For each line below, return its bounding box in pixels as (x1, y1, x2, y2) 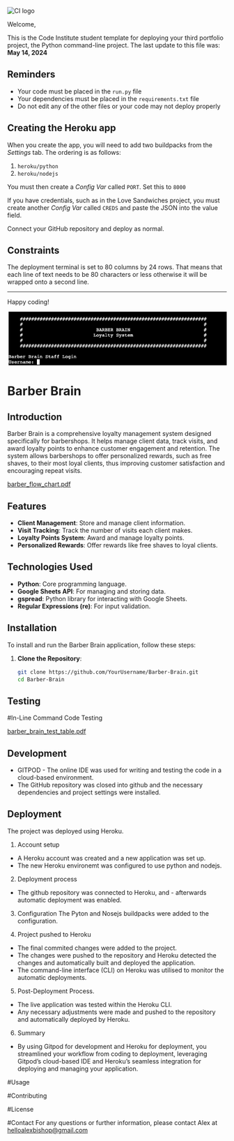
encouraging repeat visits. (7, 467, 82, 475)
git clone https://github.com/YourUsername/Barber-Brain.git (17, 668, 199, 676)
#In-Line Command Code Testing (7, 713, 103, 722)
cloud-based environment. (17, 773, 94, 781)
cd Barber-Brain (17, 676, 65, 683)
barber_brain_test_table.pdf (7, 727, 86, 736)
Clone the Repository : (17, 654, 82, 663)
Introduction (7, 411, 63, 423)
